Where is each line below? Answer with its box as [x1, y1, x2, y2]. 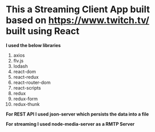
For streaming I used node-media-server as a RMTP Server [6, 121, 135, 127]
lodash [13, 63, 28, 69]
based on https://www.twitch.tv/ [6, 14, 150, 26]
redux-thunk [13, 101, 40, 107]
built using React [6, 26, 79, 37]
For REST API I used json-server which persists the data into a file [6, 111, 149, 117]
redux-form [13, 96, 38, 102]
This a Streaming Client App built [6, 4, 150, 15]
